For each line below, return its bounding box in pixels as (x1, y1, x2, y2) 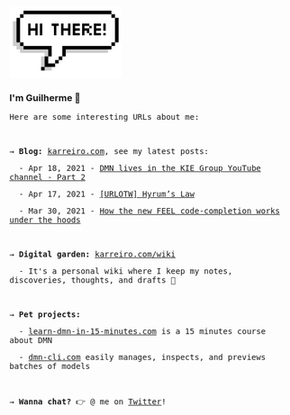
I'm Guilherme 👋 (9, 91, 81, 104)
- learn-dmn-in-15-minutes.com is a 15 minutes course (18, 327, 267, 337)
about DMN (9, 336, 52, 346)
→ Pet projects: (9, 310, 81, 320)
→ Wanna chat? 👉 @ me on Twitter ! (9, 397, 167, 407)
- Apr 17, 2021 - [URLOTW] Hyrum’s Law (18, 189, 195, 200)
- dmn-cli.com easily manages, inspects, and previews (18, 352, 267, 363)
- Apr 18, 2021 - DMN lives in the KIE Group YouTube (18, 163, 261, 174)
